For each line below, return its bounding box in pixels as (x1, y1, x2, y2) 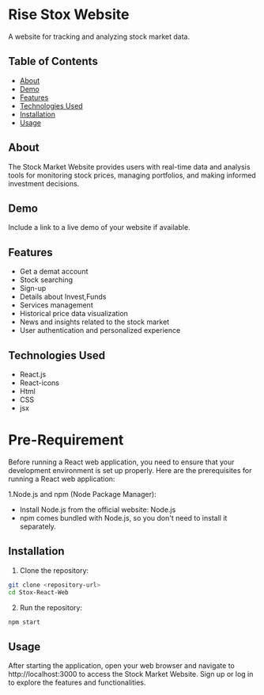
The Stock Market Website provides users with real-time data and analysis (8, 162, 251, 171)
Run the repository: (19, 602, 83, 612)
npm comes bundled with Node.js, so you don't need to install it (19, 513, 228, 522)
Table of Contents (8, 55, 99, 68)
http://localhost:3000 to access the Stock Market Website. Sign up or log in (8, 670, 254, 679)
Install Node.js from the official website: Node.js (19, 505, 176, 514)
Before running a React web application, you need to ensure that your (8, 457, 235, 467)
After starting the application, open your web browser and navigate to (8, 661, 235, 670)
